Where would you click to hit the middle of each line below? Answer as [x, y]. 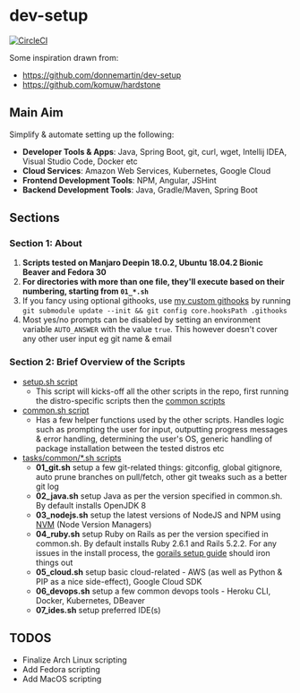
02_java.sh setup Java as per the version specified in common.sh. [159, 496]
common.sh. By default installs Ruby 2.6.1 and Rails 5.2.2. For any [156, 543]
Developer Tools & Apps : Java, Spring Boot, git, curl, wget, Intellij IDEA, [154, 151]
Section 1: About [46, 244]
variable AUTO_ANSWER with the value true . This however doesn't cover [150, 329]
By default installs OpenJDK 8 [90, 505]
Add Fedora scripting [61, 669]
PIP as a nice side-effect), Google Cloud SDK [119, 581]
